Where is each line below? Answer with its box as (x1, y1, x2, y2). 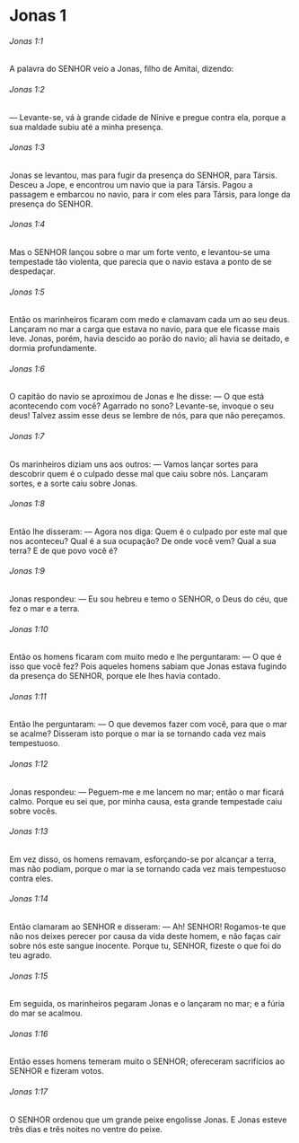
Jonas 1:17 (9, 1086, 48, 1097)
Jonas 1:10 (9, 623, 48, 634)
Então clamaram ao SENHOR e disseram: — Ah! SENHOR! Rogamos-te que (9, 921, 286, 932)
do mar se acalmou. (9, 1007, 83, 1019)
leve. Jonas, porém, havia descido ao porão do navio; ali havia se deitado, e (9, 333, 290, 344)
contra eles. (9, 873, 54, 884)
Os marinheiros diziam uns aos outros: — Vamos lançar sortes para (9, 459, 259, 470)
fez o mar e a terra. (9, 603, 81, 614)
